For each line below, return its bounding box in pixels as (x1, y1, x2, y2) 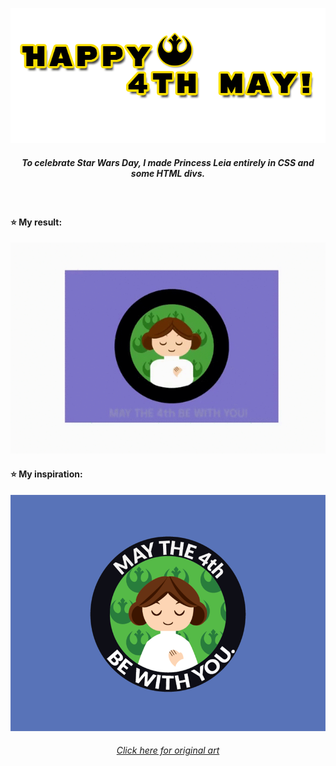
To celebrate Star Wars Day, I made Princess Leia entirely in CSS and (21, 156, 315, 168)
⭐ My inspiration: (10, 468, 83, 480)
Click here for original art (116, 744, 220, 757)
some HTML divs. (130, 167, 206, 179)
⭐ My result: (10, 216, 63, 228)
